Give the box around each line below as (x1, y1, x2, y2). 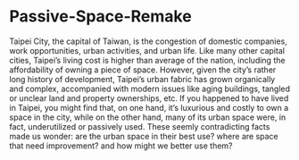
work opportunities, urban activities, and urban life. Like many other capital (9, 45, 286, 55)
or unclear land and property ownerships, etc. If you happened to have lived (9, 92, 289, 104)
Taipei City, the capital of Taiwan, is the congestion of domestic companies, (9, 36, 287, 46)
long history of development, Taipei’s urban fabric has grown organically (9, 73, 276, 84)
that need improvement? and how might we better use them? (9, 140, 233, 151)
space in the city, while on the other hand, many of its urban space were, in (9, 112, 287, 122)
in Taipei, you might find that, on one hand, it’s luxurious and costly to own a (9, 102, 289, 113)
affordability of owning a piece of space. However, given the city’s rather (9, 64, 277, 75)
